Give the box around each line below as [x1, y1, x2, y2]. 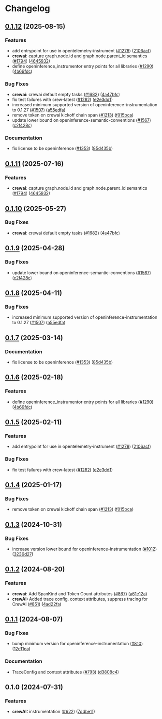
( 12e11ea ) [12, 646, 30, 652]
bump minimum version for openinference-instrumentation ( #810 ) [12, 641, 143, 647]
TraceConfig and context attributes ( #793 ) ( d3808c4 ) [12, 669, 119, 675]
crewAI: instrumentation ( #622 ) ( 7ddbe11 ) [12, 709, 95, 715]
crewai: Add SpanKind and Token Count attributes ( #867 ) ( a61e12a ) [12, 590, 147, 597]
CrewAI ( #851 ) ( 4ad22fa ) [12, 601, 62, 607]
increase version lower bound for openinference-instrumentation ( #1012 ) [12, 546, 157, 552]
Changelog [5, 3, 50, 14]
